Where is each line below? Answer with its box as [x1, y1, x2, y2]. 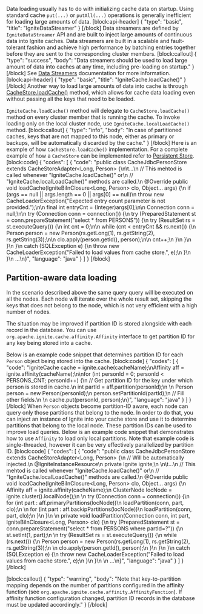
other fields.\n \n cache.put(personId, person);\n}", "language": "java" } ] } [6, 396, 192, 403]
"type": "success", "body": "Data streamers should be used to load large [6, 57, 188, 64]
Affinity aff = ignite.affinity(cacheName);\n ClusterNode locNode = [6, 486, 173, 493]
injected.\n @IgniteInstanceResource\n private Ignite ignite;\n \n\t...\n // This [6, 460, 196, 467]
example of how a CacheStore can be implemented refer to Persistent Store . [6, 152, 195, 159]
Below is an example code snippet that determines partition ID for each [6, 351, 184, 358]
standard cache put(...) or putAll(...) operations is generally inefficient [6, 12, 191, 19]
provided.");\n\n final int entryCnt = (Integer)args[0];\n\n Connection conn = [6, 204, 195, 211]
